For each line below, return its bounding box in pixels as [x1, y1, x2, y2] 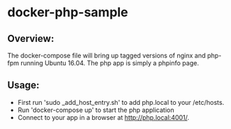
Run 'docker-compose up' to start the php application [17, 106, 175, 114]
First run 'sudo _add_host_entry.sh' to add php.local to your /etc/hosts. [17, 98, 225, 106]
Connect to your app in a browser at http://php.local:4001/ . [17, 113, 190, 121]
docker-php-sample [7, 4, 129, 21]
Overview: [7, 33, 55, 45]
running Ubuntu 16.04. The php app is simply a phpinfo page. [20, 59, 200, 67]
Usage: [7, 79, 40, 91]
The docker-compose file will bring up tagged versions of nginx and [7, 51, 206, 60]
